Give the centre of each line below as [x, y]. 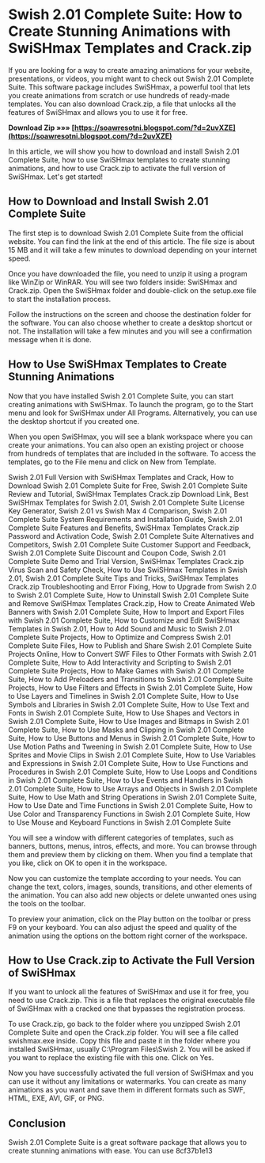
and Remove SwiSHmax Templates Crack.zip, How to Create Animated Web [132, 603]
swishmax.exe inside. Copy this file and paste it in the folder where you [124, 1041]
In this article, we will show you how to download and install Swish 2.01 [124, 151]
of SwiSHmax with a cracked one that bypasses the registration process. [127, 1009]
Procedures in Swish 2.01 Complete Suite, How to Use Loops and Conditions [133, 772]
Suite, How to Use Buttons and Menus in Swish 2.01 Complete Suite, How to [132, 738]
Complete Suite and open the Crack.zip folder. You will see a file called [123, 1032]
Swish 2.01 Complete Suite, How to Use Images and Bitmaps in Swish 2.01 [129, 721]
